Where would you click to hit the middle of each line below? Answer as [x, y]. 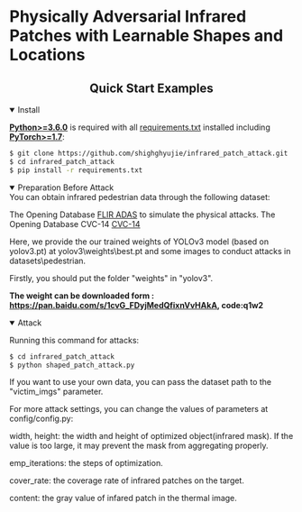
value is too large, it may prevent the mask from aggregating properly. [139, 446]
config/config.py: [41, 419]
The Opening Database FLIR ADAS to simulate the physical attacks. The [142, 215]
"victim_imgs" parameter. [56, 392]
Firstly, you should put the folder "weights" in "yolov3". [111, 278]
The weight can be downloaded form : [82, 296]
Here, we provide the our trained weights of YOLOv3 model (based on [139, 242]
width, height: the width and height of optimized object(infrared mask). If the [151, 436]
